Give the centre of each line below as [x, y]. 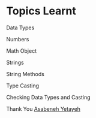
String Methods [25, 74]
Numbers [18, 39]
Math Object [22, 51]
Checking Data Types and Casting [48, 97]
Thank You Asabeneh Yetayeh [43, 108]
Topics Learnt [41, 11]
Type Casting [23, 86]
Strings [15, 62]
